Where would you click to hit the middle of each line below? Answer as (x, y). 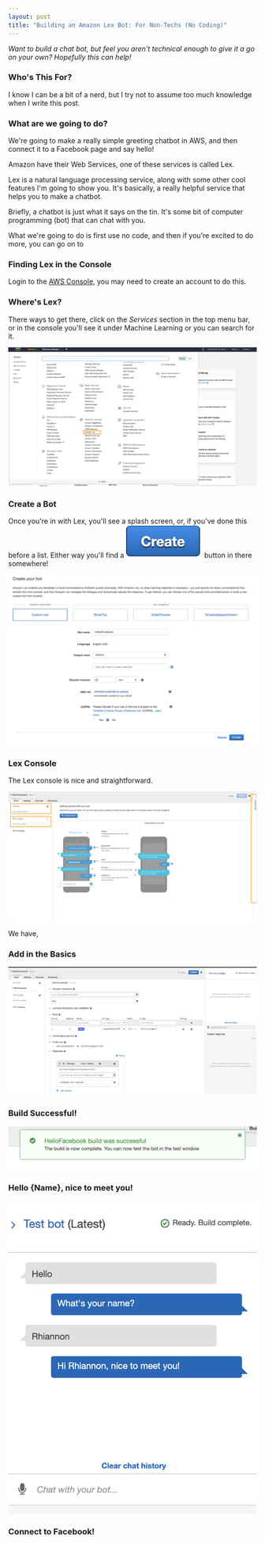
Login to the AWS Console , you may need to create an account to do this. (127, 281)
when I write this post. (44, 103)
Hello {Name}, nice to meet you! (71, 1188)
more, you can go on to (46, 244)
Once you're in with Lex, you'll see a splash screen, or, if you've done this (128, 521)
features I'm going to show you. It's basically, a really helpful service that (127, 188)
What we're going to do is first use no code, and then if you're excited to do (131, 236)
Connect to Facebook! (52, 1531)
